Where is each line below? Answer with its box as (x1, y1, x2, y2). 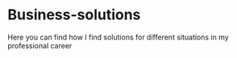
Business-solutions (7, 6, 141, 24)
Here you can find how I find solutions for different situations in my (7, 32, 229, 42)
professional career (7, 40, 73, 50)
